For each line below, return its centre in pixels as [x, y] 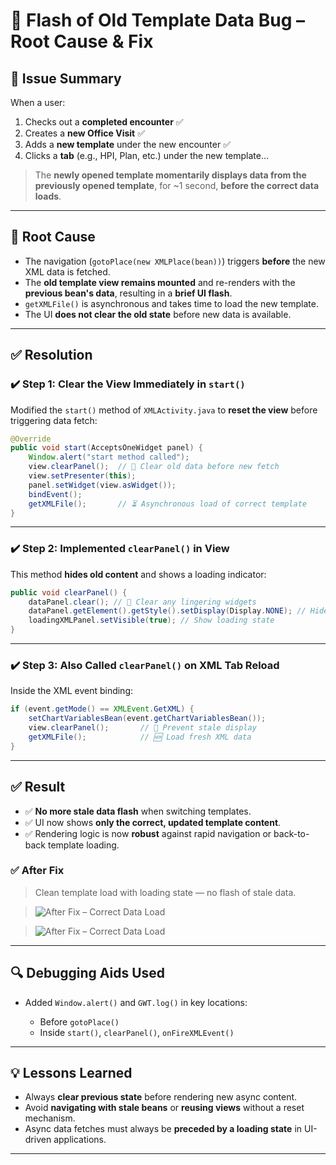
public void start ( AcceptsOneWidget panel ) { [106, 448]
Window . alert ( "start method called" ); [109, 457]
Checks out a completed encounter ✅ [104, 122]
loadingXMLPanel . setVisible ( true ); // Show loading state [151, 620]
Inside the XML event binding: [72, 691]
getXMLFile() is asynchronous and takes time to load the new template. [172, 303]
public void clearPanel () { [69, 592]
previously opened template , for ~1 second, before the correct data [177, 185]
